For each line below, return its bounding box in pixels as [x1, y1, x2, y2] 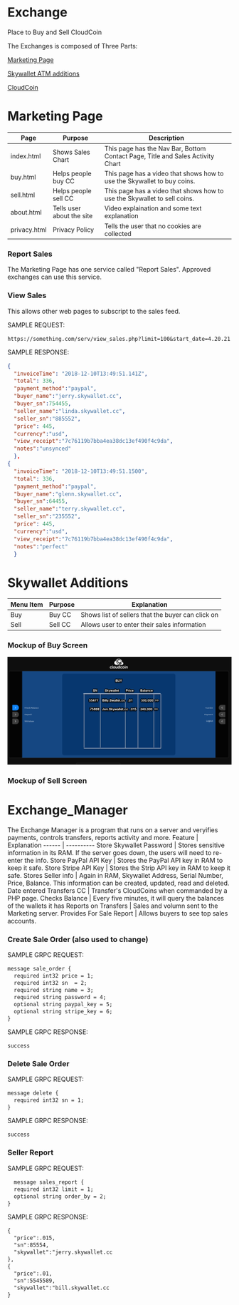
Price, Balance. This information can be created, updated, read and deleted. [7, 879, 230, 887]
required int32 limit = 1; [14, 1185, 94, 1193]
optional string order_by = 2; [14, 1192, 107, 1200]
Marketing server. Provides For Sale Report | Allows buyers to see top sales [7, 909, 228, 917]
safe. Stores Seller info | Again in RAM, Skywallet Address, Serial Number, [7, 871, 224, 879]
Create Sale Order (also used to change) [7, 934, 149, 944]
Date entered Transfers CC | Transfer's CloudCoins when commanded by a [7, 886, 228, 895]
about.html [10, 208, 42, 216]
